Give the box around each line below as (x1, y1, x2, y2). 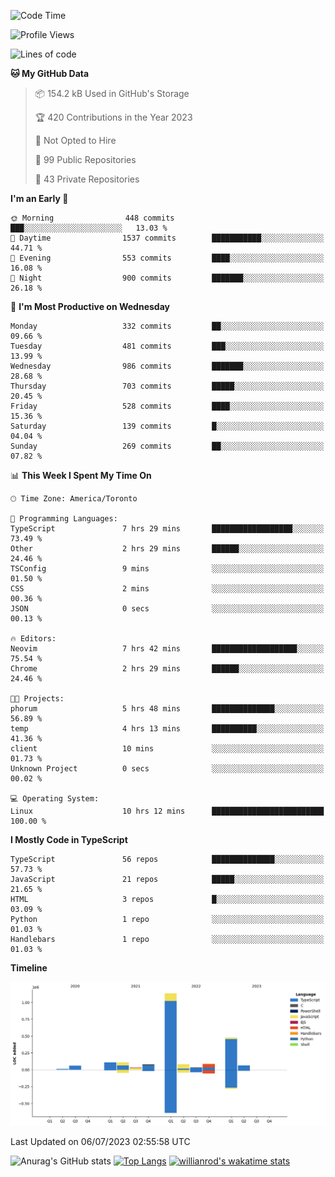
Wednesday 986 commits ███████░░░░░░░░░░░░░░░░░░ (10, 361, 325, 371)
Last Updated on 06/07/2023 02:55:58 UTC (10, 1135, 191, 1147)
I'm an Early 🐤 (10, 193, 69, 204)
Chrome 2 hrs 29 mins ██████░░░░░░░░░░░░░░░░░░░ (10, 664, 325, 674)
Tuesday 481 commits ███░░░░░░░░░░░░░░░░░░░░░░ (10, 341, 325, 351)
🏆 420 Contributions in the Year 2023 (34, 111, 193, 123)
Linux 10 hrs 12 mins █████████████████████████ (10, 806, 325, 816)
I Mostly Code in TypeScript (10, 834, 128, 845)
